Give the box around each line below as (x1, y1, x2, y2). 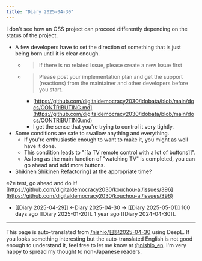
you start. (38, 85, 63, 93)
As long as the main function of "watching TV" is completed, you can (23, 155, 195, 162)
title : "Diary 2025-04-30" (6, 8, 74, 15)
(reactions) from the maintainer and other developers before (38, 79, 188, 87)
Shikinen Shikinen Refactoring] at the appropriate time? (14, 168, 152, 175)
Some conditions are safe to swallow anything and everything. (14, 129, 170, 137)
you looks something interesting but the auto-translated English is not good (6, 235, 193, 242)
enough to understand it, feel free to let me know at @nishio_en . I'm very (6, 241, 186, 248)
